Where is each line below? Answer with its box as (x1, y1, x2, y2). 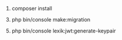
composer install (11, 5, 52, 12)
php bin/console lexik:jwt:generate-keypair (11, 27, 116, 34)
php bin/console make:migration (11, 16, 91, 23)
